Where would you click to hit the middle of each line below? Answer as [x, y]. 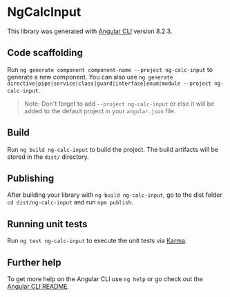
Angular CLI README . [38, 286]
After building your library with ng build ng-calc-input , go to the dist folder [115, 195]
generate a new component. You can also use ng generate [90, 77]
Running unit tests [47, 224]
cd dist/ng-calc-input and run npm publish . [70, 202]
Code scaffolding [45, 53]
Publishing [31, 178]
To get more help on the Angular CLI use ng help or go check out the [105, 279]
